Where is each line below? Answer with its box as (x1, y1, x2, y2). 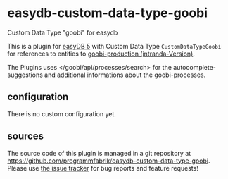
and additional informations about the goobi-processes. (44, 70, 206, 79)
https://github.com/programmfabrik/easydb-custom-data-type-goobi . (7, 156, 210, 165)
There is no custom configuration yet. (7, 109, 116, 118)
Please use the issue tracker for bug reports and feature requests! (7, 163, 198, 172)
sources (7, 130, 44, 142)
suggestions (7, 70, 44, 79)
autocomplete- (173, 63, 217, 71)
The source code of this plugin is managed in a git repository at (7, 149, 191, 157)
